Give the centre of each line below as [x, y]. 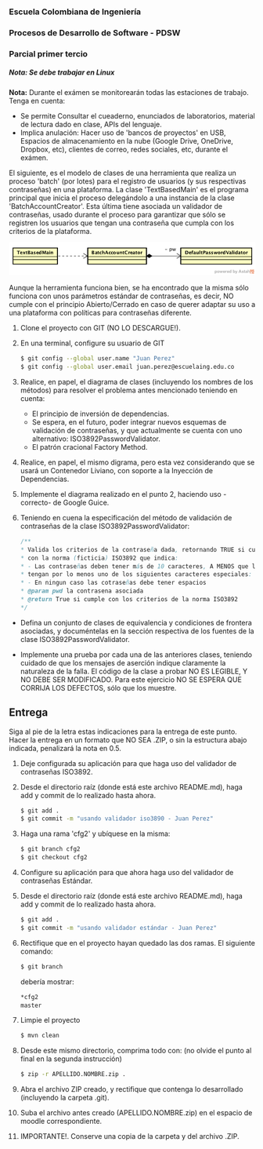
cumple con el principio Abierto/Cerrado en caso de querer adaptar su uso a [132, 305]
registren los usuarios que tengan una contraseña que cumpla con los [121, 223]
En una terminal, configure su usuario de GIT [92, 343]
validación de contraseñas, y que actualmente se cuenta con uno [137, 430]
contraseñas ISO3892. [56, 771]
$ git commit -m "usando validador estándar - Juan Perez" [119, 928]
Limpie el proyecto [50, 1020]
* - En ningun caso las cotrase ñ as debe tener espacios [113, 583]
